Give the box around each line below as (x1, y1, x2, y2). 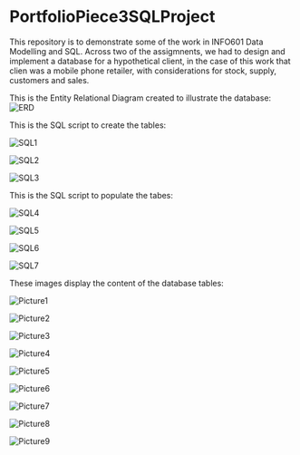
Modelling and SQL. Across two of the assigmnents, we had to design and (9, 45, 285, 56)
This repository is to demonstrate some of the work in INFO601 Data (9, 36, 264, 47)
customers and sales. (9, 74, 90, 85)
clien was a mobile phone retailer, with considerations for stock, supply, (9, 65, 277, 76)
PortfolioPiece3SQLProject (9, 6, 216, 27)
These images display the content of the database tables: (9, 277, 224, 288)
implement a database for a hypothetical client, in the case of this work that (9, 55, 292, 66)
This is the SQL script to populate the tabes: (9, 189, 174, 200)
